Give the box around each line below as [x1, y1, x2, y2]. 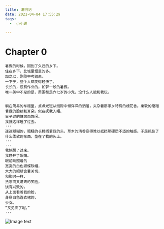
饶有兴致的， [5, 185, 28, 190]
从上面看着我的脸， [5, 190, 38, 195]
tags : [5, 16, 16, 21]
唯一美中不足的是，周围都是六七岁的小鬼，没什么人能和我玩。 [5, 90, 112, 95]
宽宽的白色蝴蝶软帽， [5, 164, 42, 169]
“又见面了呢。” [5, 205, 30, 211]
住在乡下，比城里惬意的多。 [5, 69, 53, 74]
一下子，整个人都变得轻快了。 [5, 79, 57, 84]
